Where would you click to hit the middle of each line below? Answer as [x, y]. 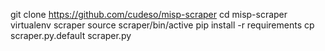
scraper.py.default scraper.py [71, 35]
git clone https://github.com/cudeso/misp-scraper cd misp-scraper [149, 14]
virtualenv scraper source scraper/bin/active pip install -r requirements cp [162, 25]
